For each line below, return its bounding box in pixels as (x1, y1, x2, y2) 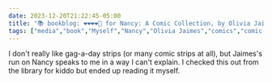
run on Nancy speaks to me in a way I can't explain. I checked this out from (8, 57, 259, 67)
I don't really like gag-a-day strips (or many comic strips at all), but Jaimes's (8, 49, 263, 59)
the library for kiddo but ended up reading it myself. (8, 66, 181, 76)
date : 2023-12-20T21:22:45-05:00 (8, 11, 121, 20)
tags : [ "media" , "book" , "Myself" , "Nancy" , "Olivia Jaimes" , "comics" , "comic (8, 27, 263, 35)
